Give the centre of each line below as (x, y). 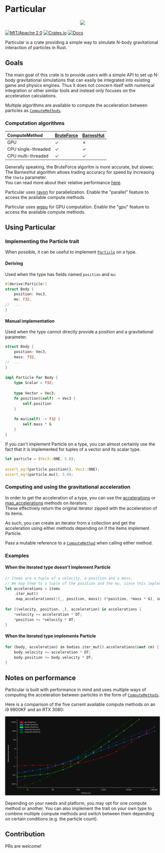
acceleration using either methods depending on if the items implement (77, 528)
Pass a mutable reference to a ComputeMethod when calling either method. (79, 543)
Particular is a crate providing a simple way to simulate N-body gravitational (82, 42)
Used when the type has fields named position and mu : (61, 274)
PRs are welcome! (23, 846)
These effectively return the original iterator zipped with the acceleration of (81, 508)
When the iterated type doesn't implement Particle (58, 567)
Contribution (25, 834)
